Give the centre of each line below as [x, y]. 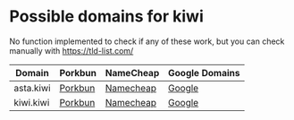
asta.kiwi [32, 88]
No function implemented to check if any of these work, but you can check [147, 41]
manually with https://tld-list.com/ [71, 50]
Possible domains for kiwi [106, 17]
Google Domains [204, 73]
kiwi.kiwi [32, 102]
